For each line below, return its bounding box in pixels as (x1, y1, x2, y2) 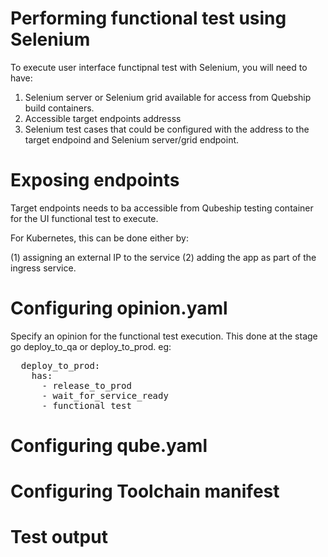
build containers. (24, 102, 95, 114)
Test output (10, 526, 108, 549)
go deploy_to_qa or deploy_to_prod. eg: (10, 340, 172, 352)
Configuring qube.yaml (10, 435, 208, 457)
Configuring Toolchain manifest (10, 480, 280, 503)
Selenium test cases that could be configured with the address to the (24, 123, 310, 135)
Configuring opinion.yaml (10, 297, 228, 320)
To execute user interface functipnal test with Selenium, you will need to (10, 61, 308, 73)
